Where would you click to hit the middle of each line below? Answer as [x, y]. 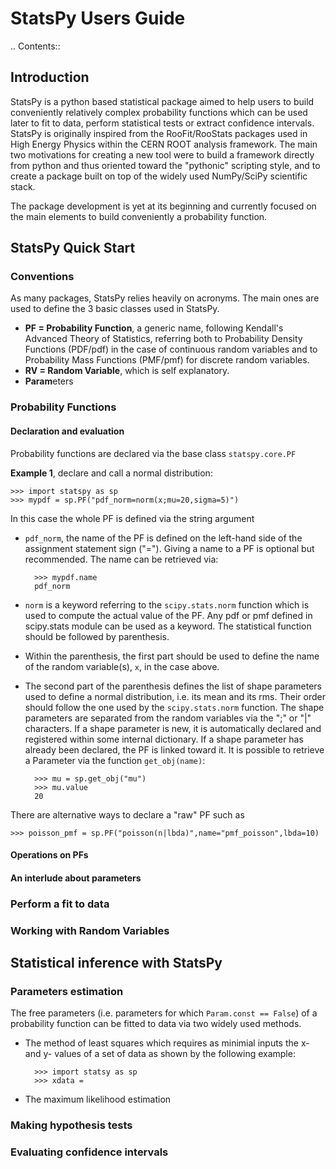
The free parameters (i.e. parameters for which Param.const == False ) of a [164, 1013]
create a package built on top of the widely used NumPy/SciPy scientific [159, 176]
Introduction [50, 77]
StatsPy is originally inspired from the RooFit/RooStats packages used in [159, 133]
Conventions [42, 277]
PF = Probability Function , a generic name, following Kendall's [154, 328]
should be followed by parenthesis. [97, 636]
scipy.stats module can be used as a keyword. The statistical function [168, 626]
